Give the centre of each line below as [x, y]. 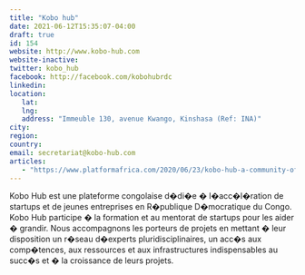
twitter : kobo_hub [44, 69]
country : [26, 144]
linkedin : [28, 85]
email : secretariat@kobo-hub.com [73, 152]
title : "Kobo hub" [44, 18]
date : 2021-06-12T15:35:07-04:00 [73, 26]
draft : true [32, 34]
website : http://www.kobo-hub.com [75, 52]
